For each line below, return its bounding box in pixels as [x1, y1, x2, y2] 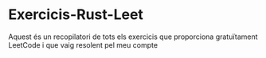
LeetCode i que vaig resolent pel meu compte [8, 40, 158, 49]
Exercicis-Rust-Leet [8, 6, 143, 24]
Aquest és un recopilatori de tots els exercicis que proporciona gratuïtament [8, 32, 258, 41]
